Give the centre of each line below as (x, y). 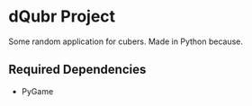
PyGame (37, 91)
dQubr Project (62, 17)
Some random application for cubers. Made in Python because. (126, 41)
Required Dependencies (77, 70)
